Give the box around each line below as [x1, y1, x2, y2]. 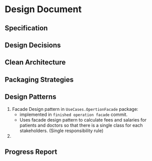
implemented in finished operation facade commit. [19, 111, 128, 117]
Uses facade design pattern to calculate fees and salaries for [19, 116, 147, 123]
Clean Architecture [5, 58, 66, 67]
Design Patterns [5, 93, 57, 101]
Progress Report [5, 147, 58, 156]
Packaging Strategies [5, 75, 74, 84]
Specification [5, 24, 48, 32]
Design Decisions [5, 41, 61, 49]
